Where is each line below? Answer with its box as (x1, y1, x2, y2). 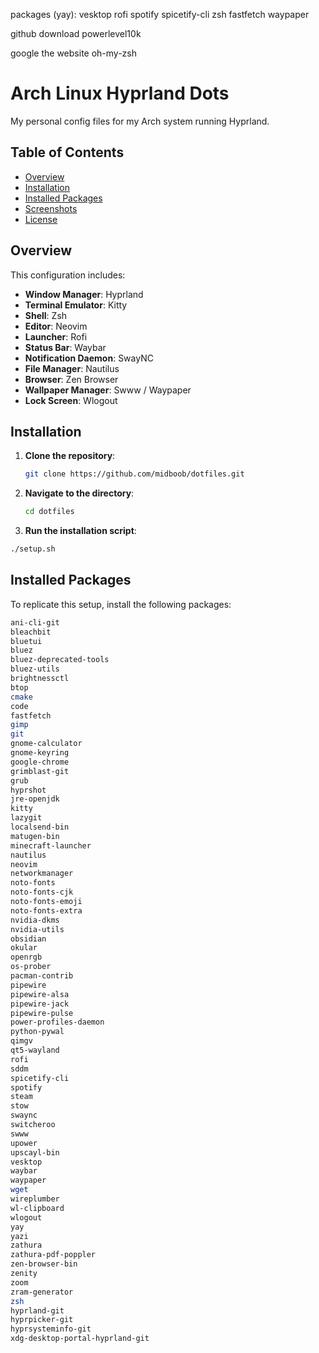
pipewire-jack (10, 999, 70, 1009)
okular (10, 943, 38, 953)
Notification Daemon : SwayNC (24, 352, 154, 364)
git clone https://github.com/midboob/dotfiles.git (24, 469, 245, 479)
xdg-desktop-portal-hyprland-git (10, 1334, 150, 1344)
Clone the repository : (24, 450, 116, 462)
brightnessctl (10, 674, 70, 684)
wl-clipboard (10, 1203, 65, 1213)
